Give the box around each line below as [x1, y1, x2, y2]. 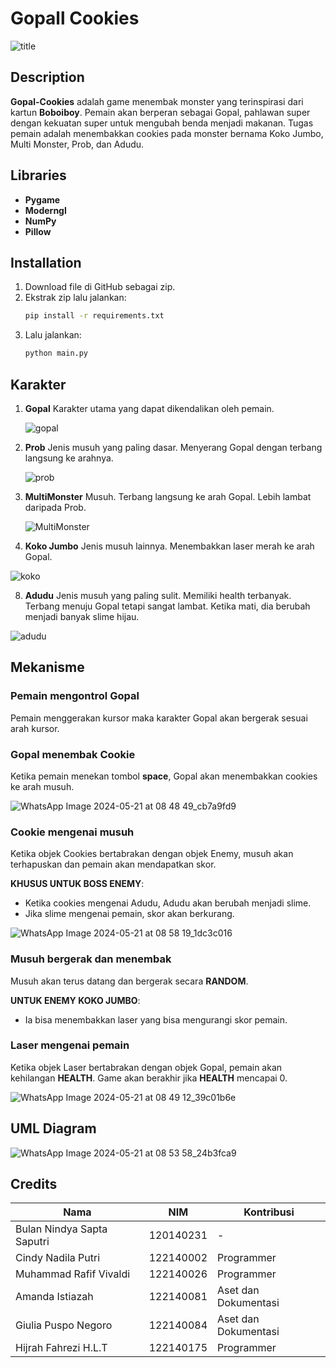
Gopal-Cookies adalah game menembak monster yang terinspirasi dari [10, 95, 304, 107]
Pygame [24, 193, 61, 206]
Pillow [24, 225, 52, 237]
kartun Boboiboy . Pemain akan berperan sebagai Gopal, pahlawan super [10, 106, 311, 118]
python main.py [24, 348, 89, 359]
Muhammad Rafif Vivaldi [15, 1267, 131, 1281]
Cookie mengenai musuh [10, 825, 135, 839]
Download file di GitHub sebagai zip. [24, 281, 176, 293]
